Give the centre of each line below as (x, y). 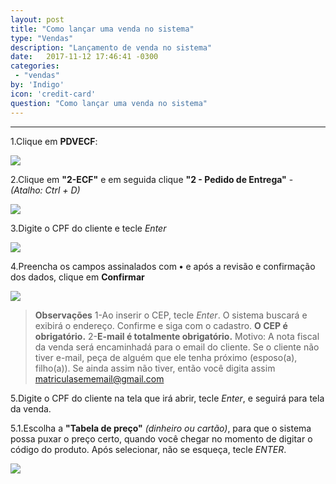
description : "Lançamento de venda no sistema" (111, 47)
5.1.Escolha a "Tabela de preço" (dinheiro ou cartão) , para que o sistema (161, 428)
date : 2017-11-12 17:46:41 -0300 (84, 57)
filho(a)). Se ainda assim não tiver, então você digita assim (155, 368)
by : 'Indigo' (37, 85)
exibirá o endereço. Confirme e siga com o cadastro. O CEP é (161, 325)
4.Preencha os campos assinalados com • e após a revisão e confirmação (163, 266)
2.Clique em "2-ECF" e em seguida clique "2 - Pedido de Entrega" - (152, 179)
